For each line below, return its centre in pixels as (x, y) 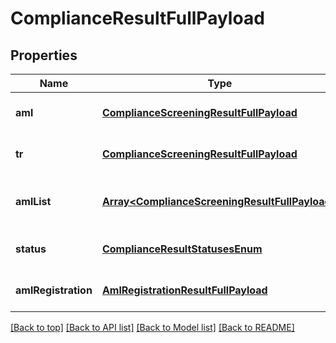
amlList (33, 201)
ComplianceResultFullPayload (137, 18)
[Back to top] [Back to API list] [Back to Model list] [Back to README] (152, 327)
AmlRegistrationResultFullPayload (184, 290)
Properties (44, 55)
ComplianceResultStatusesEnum (182, 249)
